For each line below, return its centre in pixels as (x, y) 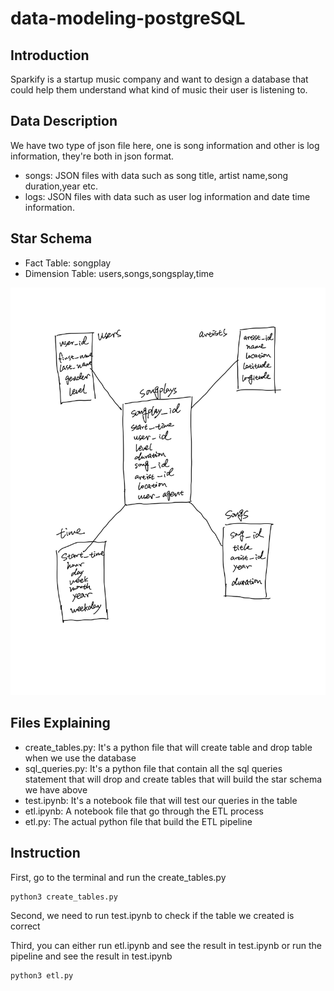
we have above (56, 789)
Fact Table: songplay (68, 263)
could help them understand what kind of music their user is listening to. (159, 90)
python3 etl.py (42, 975)
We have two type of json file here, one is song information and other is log (165, 145)
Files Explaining (60, 723)
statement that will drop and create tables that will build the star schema (173, 779)
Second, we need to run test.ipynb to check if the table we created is (152, 915)
